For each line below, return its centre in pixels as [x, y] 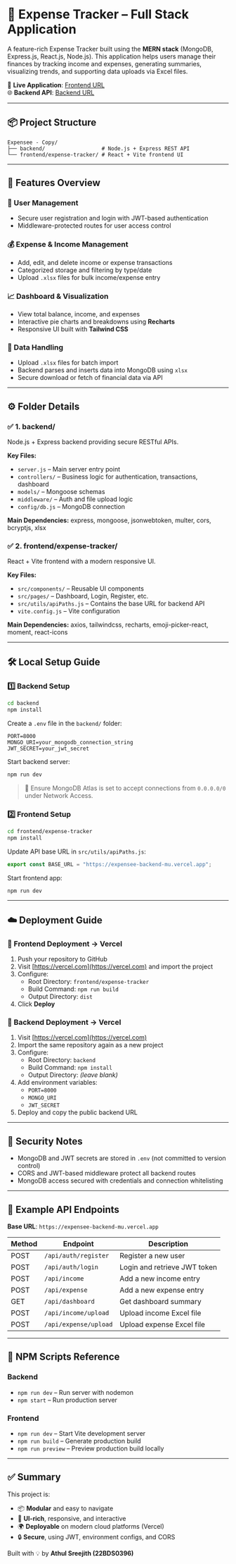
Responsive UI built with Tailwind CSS [73, 329]
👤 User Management [43, 203]
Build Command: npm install [70, 1068]
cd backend [23, 703]
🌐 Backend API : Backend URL [51, 92]
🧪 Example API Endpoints [63, 1209]
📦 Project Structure [52, 123]
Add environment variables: [57, 1083]
